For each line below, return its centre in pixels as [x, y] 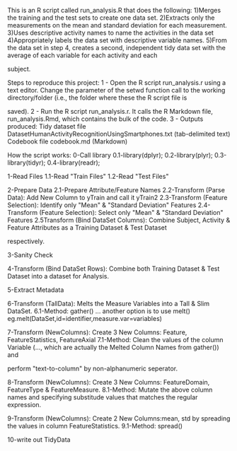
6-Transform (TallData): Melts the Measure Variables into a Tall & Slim [109, 304]
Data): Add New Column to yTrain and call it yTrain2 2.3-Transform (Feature [117, 198]
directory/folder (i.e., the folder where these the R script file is [97, 98]
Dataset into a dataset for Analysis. [58, 276]
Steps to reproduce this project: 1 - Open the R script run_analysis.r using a [117, 83]
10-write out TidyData [39, 440]
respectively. [26, 241]
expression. [24, 405]
